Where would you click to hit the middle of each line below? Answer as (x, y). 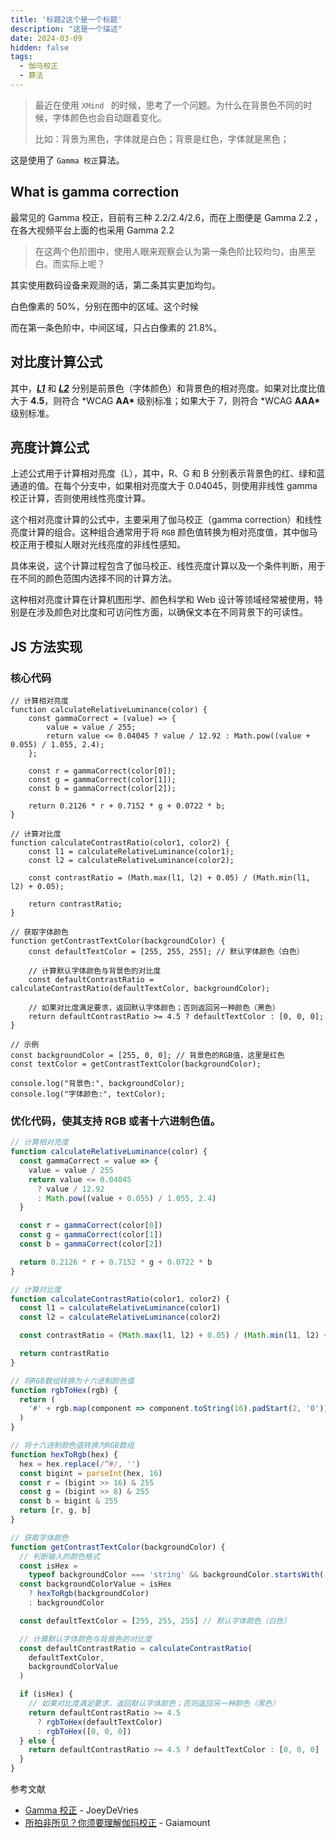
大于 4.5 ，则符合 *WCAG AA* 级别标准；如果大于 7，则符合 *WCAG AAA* (165, 400)
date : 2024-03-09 (46, 38)
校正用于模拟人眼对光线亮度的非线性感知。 (98, 545)
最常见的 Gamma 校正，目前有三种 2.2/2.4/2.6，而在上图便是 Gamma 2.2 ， (166, 217)
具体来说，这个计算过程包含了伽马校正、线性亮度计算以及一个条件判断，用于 (168, 566)
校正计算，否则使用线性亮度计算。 (80, 498)
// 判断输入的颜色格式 (59, 1556)
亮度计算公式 (50, 447)
